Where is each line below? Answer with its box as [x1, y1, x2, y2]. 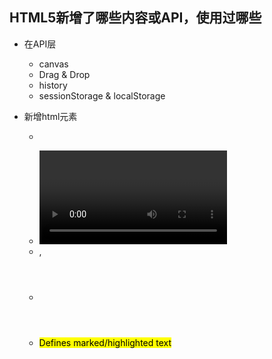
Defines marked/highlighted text [38, 336, 172, 348]
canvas [38, 58, 69, 70]
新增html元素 [23, 110, 78, 122]
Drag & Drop [38, 68, 91, 80]
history [38, 79, 68, 91]
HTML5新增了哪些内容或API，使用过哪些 [9, 9, 262, 27]
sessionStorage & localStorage [38, 89, 166, 102]
